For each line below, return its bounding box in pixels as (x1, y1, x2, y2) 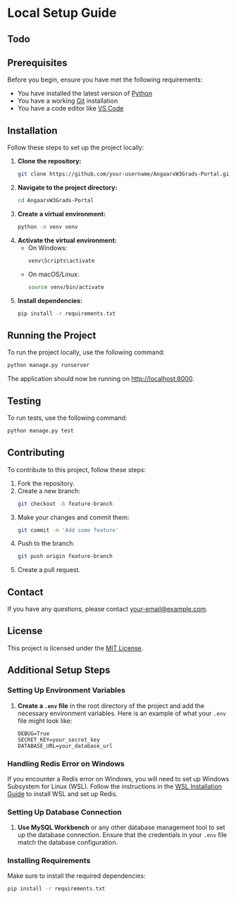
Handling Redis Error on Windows (7, 759, 125, 769)
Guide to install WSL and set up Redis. (7, 789, 118, 798)
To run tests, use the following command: (7, 414, 128, 422)
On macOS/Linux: (27, 270, 80, 278)
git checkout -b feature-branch (17, 500, 113, 507)
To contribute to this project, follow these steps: (7, 465, 147, 473)
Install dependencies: (17, 296, 83, 304)
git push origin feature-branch (17, 553, 113, 560)
